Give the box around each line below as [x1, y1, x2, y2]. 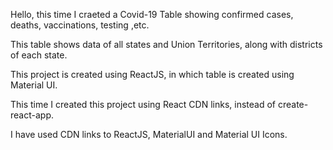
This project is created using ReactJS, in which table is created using [10, 69, 295, 80]
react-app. [10, 109, 54, 121]
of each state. [10, 49, 68, 61]
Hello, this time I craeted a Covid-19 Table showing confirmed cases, [10, 9, 294, 20]
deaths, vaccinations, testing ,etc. [10, 19, 150, 31]
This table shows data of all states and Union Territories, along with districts [10, 39, 323, 50]
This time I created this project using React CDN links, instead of [10, 99, 277, 110]
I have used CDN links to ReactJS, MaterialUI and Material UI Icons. [10, 129, 288, 140]
